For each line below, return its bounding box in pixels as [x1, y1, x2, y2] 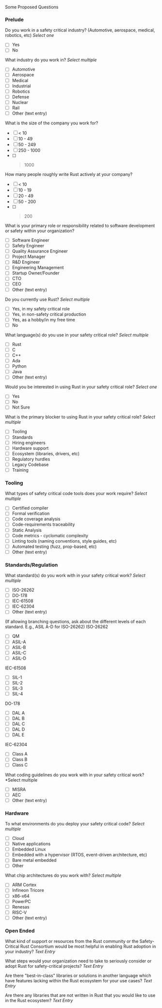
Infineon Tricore [12, 888, 45, 893]
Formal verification [12, 511, 50, 516]
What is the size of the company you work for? [5, 120, 98, 126]
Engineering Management [12, 265, 64, 271]
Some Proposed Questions [5, 4, 59, 10]
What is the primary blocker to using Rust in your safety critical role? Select [5, 414, 156, 420]
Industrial [12, 83, 31, 89]
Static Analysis [12, 527, 42, 533]
